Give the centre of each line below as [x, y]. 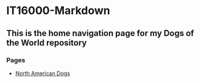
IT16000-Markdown [59, 11]
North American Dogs [42, 73]
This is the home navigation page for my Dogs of [100, 33]
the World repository [47, 42]
